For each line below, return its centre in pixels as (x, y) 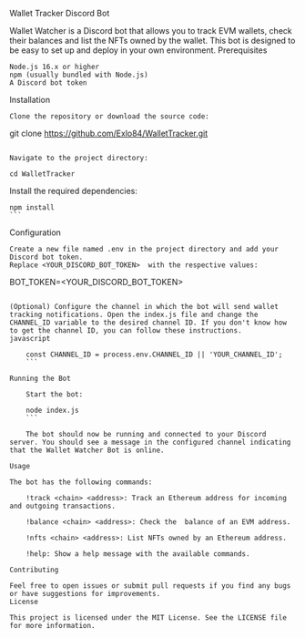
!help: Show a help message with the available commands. (138, 554)
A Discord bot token (49, 83)
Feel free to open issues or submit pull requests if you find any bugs (150, 586)
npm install (32, 208)
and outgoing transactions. (63, 506)
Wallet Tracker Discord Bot (60, 13)
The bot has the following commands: (81, 482)
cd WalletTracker (42, 174)
